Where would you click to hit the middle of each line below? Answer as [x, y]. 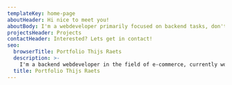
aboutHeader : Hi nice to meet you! [58, 20]
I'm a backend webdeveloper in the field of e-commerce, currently [118, 64]
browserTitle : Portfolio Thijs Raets [68, 52]
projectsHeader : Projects [44, 33]
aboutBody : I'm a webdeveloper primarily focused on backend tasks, [108, 26]
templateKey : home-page [41, 13]
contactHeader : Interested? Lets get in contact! [80, 39]
